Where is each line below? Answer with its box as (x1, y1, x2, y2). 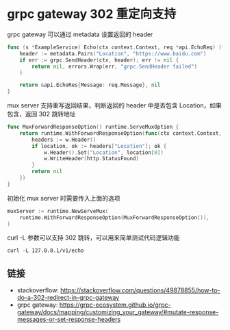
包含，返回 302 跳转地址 (7, 110, 76, 118)
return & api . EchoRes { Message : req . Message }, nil (19, 81, 161, 89)
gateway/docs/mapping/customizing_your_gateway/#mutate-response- (16, 308, 219, 316)
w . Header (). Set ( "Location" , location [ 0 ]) (43, 149, 164, 156)
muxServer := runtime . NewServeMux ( (7, 207, 109, 214)
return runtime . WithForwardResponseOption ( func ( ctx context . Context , (19, 129, 222, 137)
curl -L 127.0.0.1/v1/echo (7, 247, 84, 254)
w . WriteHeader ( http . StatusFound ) (43, 155, 139, 162)
